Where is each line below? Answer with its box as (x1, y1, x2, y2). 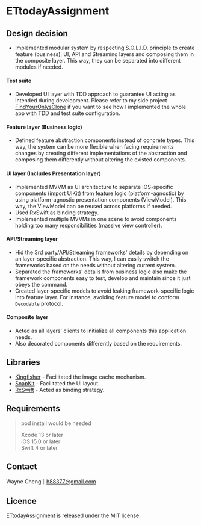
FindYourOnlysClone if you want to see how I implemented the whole (14, 104, 187, 111)
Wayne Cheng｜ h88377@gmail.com (6, 478, 96, 485)
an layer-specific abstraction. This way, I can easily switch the (14, 255, 170, 262)
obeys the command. (14, 281, 68, 288)
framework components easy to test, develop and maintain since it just (14, 274, 191, 281)
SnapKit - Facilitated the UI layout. (14, 379, 100, 387)
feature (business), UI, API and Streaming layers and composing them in (14, 51, 194, 58)
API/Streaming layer (6, 235, 58, 243)
